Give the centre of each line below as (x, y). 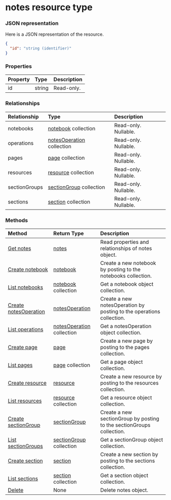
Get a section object (124, 475)
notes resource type (49, 7)
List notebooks (25, 287)
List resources (25, 401)
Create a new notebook (128, 263)
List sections (23, 479)
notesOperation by (122, 305)
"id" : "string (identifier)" (41, 48)
